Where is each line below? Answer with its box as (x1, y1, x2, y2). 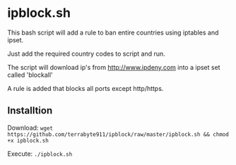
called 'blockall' (7, 71, 53, 79)
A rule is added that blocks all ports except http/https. (7, 84, 164, 92)
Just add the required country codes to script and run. (7, 49, 166, 58)
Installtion (7, 104, 53, 117)
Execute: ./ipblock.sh (7, 149, 73, 158)
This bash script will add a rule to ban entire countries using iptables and (7, 28, 219, 37)
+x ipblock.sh (7, 137, 49, 144)
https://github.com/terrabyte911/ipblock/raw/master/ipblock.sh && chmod (7, 130, 230, 138)
